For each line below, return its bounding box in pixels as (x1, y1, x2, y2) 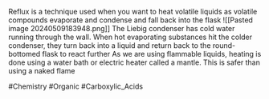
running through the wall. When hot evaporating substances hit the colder (8, 32, 253, 42)
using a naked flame (8, 66, 75, 75)
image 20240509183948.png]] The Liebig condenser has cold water (8, 24, 235, 33)
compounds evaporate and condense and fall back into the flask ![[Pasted (8, 15, 253, 25)
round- (212, 41, 235, 50)
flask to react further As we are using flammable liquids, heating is (42, 49, 262, 58)
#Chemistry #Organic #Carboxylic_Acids (8, 81, 143, 91)
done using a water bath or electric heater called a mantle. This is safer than (8, 57, 261, 67)
